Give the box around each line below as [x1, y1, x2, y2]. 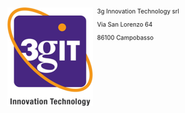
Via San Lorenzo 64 [97, 20, 153, 28]
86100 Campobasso [97, 33, 154, 42]
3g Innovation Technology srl [97, 7, 180, 15]
